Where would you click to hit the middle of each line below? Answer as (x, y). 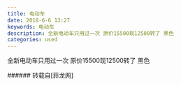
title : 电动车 (26, 14)
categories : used (32, 40)
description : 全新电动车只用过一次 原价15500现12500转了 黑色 (91, 33)
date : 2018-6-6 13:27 (39, 20)
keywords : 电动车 (31, 27)
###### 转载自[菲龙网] (41, 76)
